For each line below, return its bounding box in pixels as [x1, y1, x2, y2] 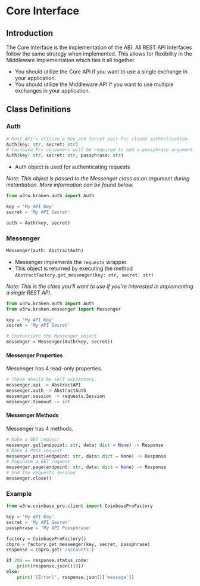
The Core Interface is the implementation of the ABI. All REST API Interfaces [6, 44, 192, 51]
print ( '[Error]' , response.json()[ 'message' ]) [17, 574, 135, 580]
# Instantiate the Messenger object [6, 333, 97, 339]
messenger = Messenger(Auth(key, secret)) [6, 339, 113, 345]
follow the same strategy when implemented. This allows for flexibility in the [6, 50, 192, 57]
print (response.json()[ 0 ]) [17, 563, 84, 569]
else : [6, 569, 20, 575]
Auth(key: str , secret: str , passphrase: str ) [6, 152, 124, 159]
